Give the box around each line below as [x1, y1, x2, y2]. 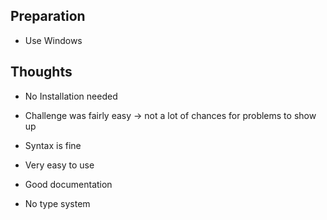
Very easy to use [24, 159, 95, 171]
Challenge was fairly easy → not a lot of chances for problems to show [24, 109, 317, 121]
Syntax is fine [24, 139, 82, 151]
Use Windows [24, 34, 83, 46]
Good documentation [24, 178, 113, 190]
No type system [24, 197, 91, 209]
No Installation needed [24, 90, 118, 102]
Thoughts [10, 64, 73, 81]
